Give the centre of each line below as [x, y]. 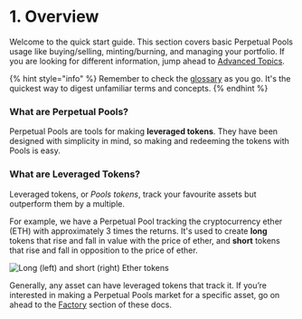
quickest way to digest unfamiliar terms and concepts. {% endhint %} [139, 88]
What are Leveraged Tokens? [75, 174]
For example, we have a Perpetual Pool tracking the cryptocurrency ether [146, 221]
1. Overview [54, 17]
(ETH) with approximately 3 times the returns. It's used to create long [139, 231]
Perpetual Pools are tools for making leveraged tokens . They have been [144, 131]
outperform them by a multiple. [67, 203]
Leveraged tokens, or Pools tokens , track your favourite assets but [133, 194]
